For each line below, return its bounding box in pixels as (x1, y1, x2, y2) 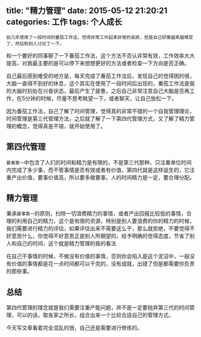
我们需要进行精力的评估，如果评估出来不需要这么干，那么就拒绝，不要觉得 (6, 225, 190, 232)
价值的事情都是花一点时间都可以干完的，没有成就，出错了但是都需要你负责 (11, 260, 195, 267)
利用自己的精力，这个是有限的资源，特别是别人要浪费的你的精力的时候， (16, 218, 195, 225)
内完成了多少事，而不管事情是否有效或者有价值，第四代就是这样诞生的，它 (6, 166, 190, 173)
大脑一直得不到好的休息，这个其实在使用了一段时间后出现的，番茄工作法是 (6, 80, 190, 87)
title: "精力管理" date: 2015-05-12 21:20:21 (6, 5, 167, 16)
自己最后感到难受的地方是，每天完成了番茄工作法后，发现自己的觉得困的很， (6, 72, 195, 79)
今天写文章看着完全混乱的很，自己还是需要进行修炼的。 (6, 324, 142, 332)
